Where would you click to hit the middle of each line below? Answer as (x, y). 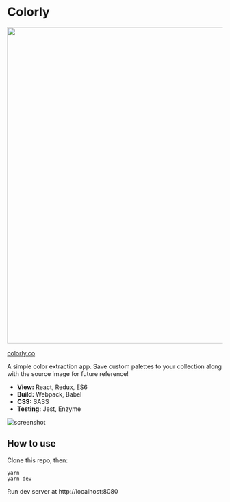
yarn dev (20, 479)
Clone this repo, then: (38, 460)
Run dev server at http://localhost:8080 (63, 491)
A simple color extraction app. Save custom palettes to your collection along (115, 366)
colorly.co (21, 353)
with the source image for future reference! (68, 373)
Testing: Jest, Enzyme (49, 409)
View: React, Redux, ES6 (52, 387)
